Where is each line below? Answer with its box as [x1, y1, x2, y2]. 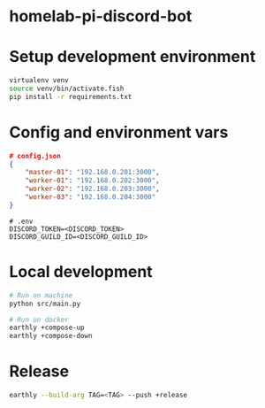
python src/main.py [9, 299, 81, 308]
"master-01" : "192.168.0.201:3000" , [25, 168, 161, 177]
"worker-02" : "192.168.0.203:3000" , [25, 184, 161, 194]
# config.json [9, 151, 62, 160]
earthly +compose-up [9, 323, 86, 333]
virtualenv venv [9, 76, 69, 85]
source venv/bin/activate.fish [9, 84, 125, 93]
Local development [9, 262, 153, 281]
